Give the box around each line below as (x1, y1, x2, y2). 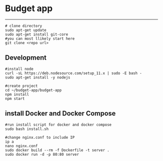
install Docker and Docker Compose (5, 110, 116, 118)
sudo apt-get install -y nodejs (5, 75, 70, 80)
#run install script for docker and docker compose (5, 122, 112, 127)
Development (5, 54, 47, 62)
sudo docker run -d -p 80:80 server (5, 152, 79, 157)
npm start (5, 96, 25, 101)
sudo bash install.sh (5, 127, 49, 131)
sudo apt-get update (5, 28, 47, 32)
